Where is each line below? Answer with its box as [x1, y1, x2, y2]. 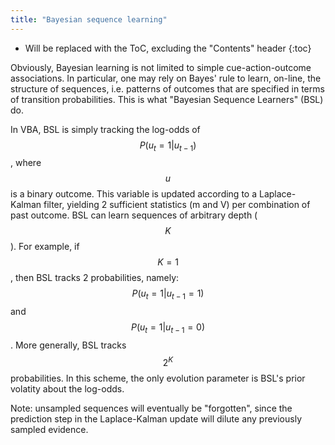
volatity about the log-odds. [10, 382, 125, 395]
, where [10, 157, 42, 169]
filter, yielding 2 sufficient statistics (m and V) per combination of [43, 199, 311, 211]
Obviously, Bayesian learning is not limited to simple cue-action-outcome [10, 61, 312, 73]
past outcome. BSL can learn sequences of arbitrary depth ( [10, 209, 258, 221]
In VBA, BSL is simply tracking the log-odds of [10, 123, 201, 135]
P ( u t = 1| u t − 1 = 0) [130, 321, 206, 336]
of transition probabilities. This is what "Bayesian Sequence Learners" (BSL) [10, 93, 324, 105]
